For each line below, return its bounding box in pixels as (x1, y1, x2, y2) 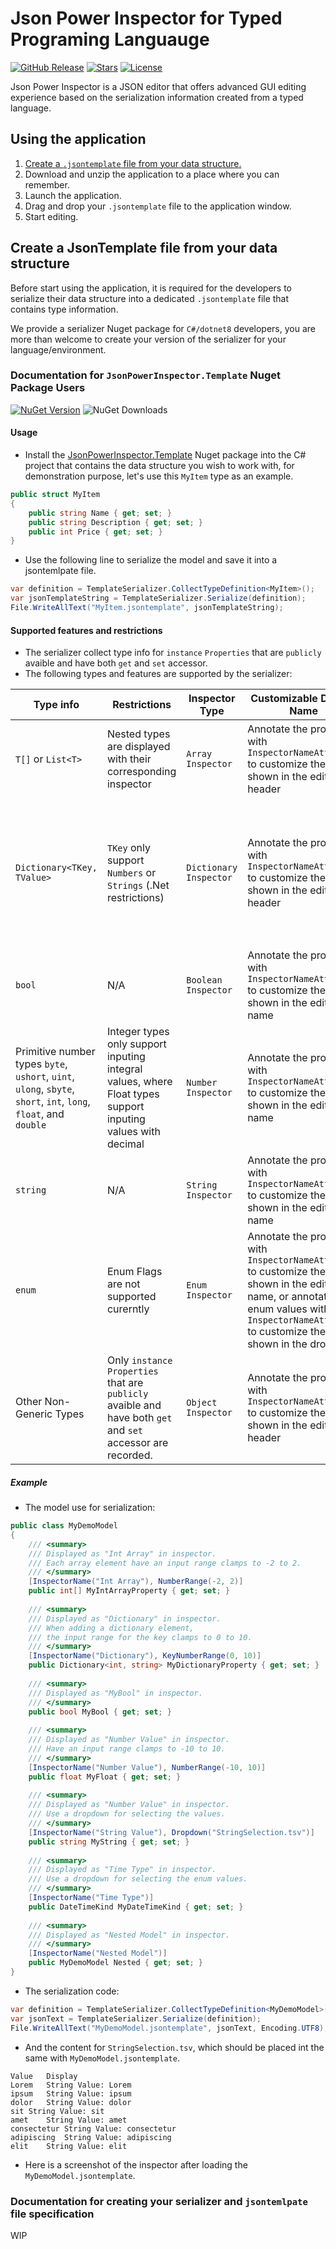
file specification (10, 2207, 95, 2221)
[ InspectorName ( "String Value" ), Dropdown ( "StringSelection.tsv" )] (28, 1827, 315, 1837)
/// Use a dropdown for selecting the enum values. (28, 1874, 248, 1884)
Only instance (106, 1353, 173, 1367)
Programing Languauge (10, 28, 210, 51)
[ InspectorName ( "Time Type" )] (28, 1893, 155, 1903)
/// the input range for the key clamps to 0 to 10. (28, 1632, 253, 1642)
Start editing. (24, 210, 79, 222)
